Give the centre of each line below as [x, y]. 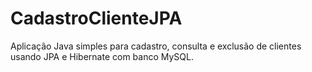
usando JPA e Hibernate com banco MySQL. [102, 56]
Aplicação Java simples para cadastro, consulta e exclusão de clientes [156, 46]
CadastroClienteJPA [96, 18]
